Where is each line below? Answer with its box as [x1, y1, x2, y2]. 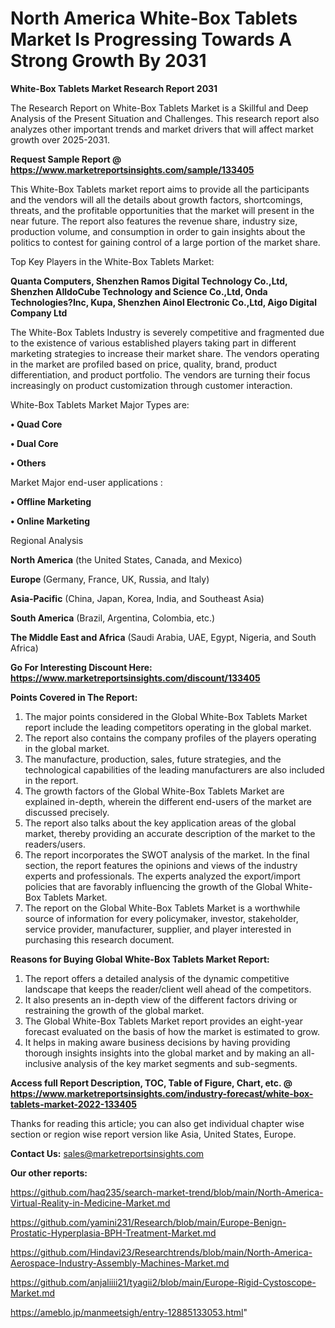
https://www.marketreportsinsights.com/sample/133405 [10, 163, 255, 176]
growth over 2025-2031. [10, 133, 111, 146]
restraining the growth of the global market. [24, 1004, 205, 1016]
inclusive [24, 1057, 62, 1069]
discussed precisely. [24, 806, 110, 818]
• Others [10, 457, 47, 469]
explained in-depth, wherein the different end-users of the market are [24, 795, 312, 807]
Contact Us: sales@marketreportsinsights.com [10, 1147, 205, 1159]
